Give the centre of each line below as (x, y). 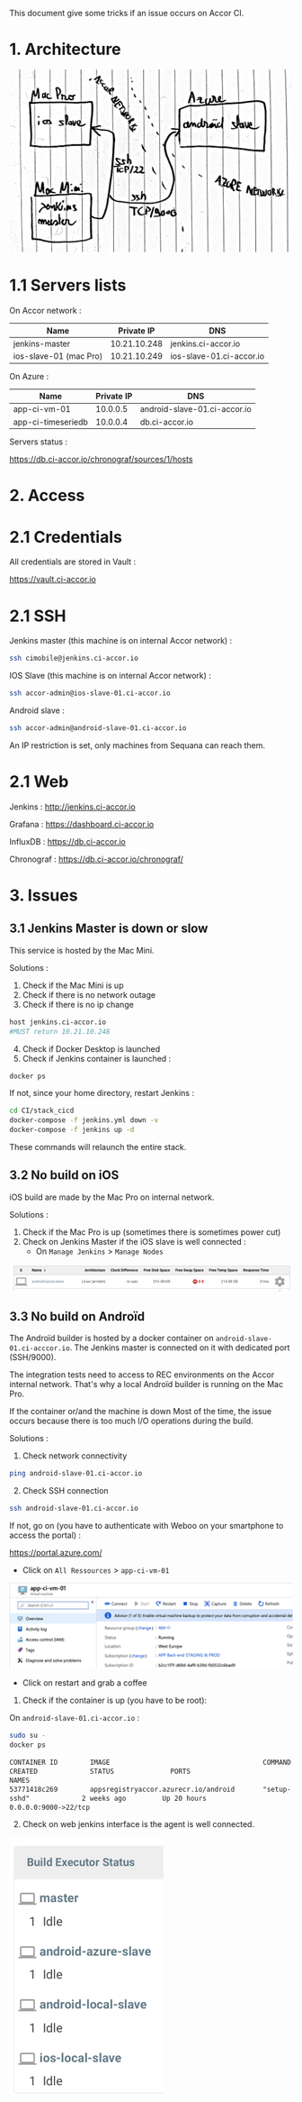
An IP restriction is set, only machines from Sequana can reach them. (138, 745)
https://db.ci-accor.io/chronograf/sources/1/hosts (101, 460)
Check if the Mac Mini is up (73, 985)
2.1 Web (39, 782)
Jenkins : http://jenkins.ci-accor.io (73, 807)
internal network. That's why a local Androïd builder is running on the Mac (147, 1384)
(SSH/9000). (33, 1357)
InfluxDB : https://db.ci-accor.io (67, 841)
